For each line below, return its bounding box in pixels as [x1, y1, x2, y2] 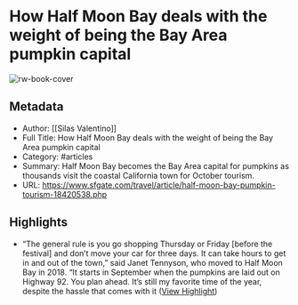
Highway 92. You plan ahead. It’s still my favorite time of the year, [21, 276, 262, 286]
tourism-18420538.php [21, 189, 108, 199]
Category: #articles [21, 151, 93, 162]
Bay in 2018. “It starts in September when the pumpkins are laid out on [21, 267, 280, 277]
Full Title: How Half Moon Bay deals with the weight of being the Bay [21, 132, 274, 143]
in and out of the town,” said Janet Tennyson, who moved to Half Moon [21, 257, 283, 268]
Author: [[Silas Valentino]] [21, 123, 117, 133]
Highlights [9, 215, 68, 230]
